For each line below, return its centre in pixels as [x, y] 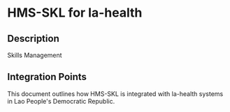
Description [33, 39]
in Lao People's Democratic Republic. [61, 101]
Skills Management [35, 55]
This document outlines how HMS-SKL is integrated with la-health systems [115, 94]
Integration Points [47, 77]
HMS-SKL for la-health [75, 13]
